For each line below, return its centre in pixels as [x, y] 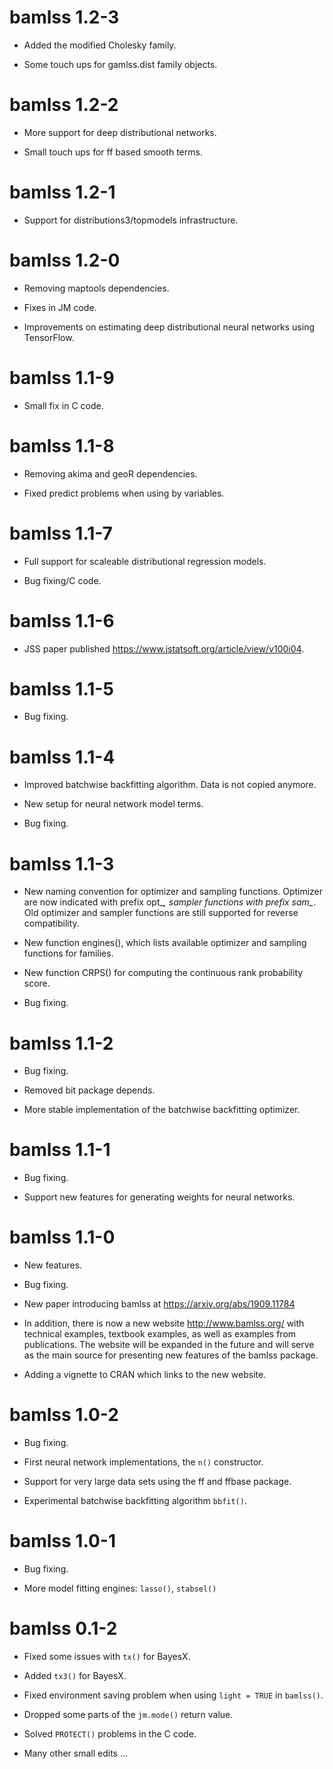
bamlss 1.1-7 [61, 533]
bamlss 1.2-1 [62, 192]
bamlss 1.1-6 [62, 620]
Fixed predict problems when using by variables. [124, 493]
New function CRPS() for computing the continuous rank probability [163, 973]
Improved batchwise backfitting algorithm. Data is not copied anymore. [170, 785]
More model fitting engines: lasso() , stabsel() [120, 1588]
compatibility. [51, 923]
